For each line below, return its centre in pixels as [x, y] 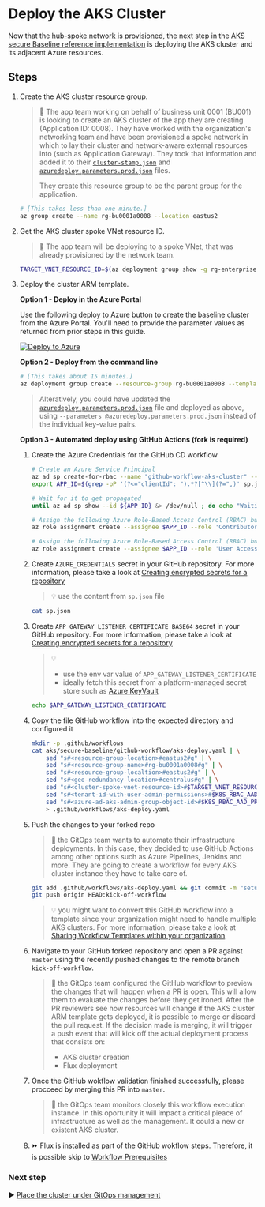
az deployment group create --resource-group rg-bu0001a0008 [122, 384]
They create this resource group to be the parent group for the [141, 186]
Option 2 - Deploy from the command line [89, 362]
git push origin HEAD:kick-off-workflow [99, 895]
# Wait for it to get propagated [86, 498]
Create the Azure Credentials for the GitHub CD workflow [125, 455]
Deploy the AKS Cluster [87, 14]
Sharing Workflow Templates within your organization [138, 936]
